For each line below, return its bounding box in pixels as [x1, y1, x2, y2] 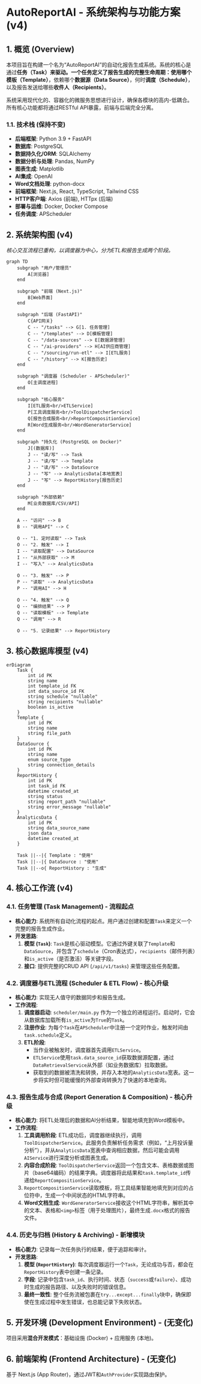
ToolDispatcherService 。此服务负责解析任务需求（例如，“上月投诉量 [23, 1139, 194, 1147]
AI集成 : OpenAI [14, 172, 53, 180]
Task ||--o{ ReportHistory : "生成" [17, 865, 107, 871]
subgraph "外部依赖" [17, 494, 65, 501]
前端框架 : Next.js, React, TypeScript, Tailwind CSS [14, 187, 139, 195]
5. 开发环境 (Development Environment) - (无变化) [6, 1317, 194, 1328]
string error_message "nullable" [28, 803, 112, 810]
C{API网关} [28, 318, 53, 325]
